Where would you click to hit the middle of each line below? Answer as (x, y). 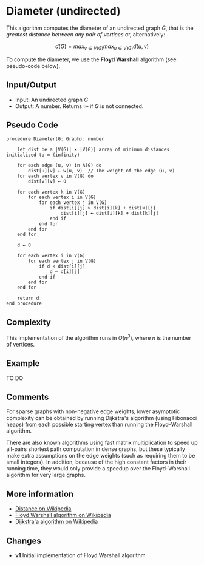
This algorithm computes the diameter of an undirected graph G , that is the (100, 28)
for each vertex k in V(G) (51, 192)
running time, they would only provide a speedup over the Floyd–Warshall (98, 469)
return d (28, 299)
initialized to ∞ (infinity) (43, 155)
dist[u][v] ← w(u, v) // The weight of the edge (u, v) (101, 171)
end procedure (24, 304)
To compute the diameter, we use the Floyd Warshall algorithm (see (91, 59)
